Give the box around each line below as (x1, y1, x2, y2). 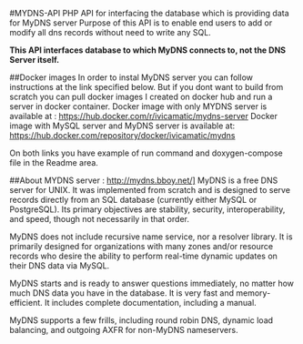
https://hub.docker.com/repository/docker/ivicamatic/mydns (9, 130, 236, 140)
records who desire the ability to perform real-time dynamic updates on (9, 250, 278, 261)
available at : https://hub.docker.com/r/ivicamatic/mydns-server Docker (9, 111, 278, 121)
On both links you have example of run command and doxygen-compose (9, 147, 284, 158)
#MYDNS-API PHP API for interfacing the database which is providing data (9, 8, 289, 18)
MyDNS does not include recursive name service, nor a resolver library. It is (9, 231, 293, 242)
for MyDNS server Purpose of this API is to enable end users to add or (9, 17, 273, 28)
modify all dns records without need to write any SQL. (9, 27, 211, 37)
